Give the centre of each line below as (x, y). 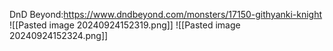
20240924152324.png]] (59, 35)
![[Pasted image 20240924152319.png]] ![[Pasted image (125, 25)
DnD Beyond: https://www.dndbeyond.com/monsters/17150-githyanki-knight (166, 14)
